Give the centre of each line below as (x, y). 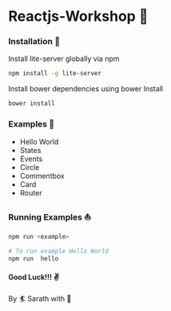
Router (31, 192)
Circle (30, 167)
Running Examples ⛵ (50, 217)
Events (31, 159)
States (30, 150)
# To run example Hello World (59, 251)
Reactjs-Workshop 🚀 (78, 16)
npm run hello (34, 258)
